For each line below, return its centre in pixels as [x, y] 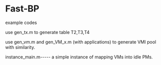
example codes [21, 22]
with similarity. [20, 47]
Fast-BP [22, 9]
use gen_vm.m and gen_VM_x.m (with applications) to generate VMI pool [81, 42]
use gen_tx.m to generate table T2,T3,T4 [47, 32]
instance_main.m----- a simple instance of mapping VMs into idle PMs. [79, 57]
